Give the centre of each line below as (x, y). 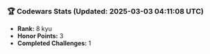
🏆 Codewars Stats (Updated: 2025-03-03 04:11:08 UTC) (106, 11)
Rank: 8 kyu (34, 29)
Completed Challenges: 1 (54, 43)
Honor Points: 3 (40, 36)
